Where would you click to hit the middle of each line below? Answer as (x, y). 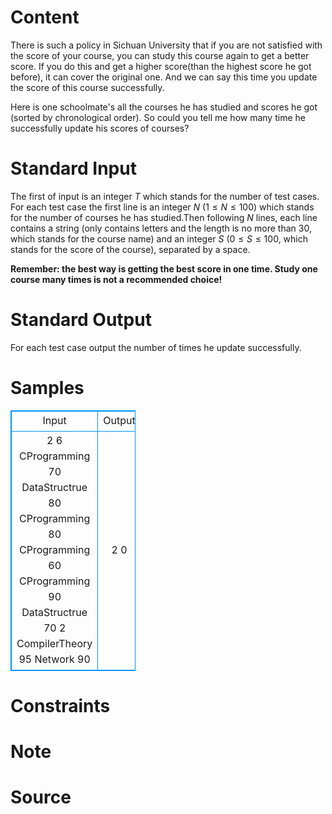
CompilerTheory (54, 643)
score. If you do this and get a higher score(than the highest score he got (161, 66)
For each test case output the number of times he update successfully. (156, 347)
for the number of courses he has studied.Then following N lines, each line (164, 217)
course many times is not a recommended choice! (116, 279)
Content (45, 17)
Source (41, 797)
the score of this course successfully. (87, 87)
